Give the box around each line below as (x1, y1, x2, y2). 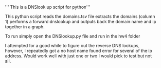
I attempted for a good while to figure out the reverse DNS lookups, (5, 43, 140, 48)
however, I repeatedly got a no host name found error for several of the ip (5, 48, 152, 53)
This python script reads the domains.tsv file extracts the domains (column (5, 14, 155, 19)
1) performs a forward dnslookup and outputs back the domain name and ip (5, 19, 157, 24)
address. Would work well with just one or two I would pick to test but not (5, 53, 152, 59)
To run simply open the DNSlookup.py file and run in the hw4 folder (5, 34, 140, 39)
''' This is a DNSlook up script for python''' (5, 4, 90, 10)
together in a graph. (5, 24, 45, 30)
